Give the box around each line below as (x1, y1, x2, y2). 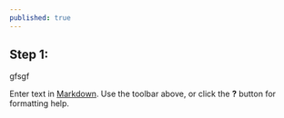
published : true (9, 13, 71, 23)
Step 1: (9, 47, 49, 63)
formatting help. (9, 98, 70, 109)
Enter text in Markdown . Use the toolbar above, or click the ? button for (9, 88, 276, 100)
